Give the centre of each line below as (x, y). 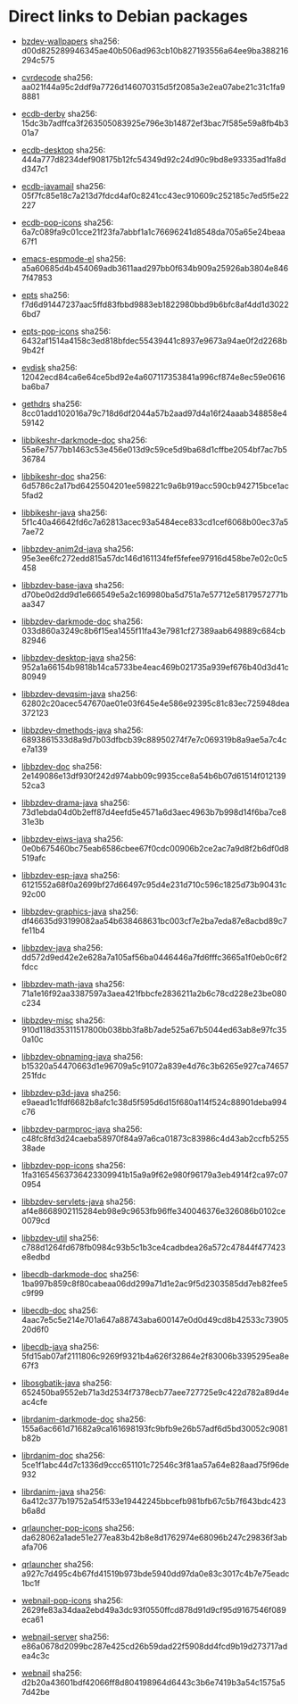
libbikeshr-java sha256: (64, 512)
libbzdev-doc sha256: (62, 766)
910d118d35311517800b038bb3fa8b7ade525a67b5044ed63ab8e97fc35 (154, 1029)
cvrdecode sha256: (57, 77)
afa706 (34, 1547)
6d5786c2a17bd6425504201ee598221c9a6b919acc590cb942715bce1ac (155, 486)
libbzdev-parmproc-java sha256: (82, 1129)
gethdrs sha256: (51, 403)
